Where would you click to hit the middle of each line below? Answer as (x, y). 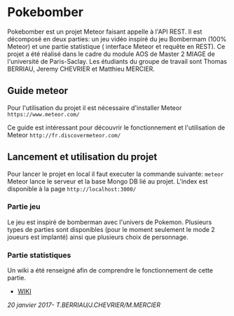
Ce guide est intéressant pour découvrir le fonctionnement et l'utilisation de (116, 128)
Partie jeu (24, 207)
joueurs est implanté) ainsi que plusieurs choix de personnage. (98, 237)
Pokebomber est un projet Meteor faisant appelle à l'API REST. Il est (105, 32)
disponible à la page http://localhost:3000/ (72, 188)
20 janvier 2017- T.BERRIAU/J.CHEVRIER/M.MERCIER (84, 305)
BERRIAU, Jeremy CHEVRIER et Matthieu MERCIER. (81, 69)
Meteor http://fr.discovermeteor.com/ (64, 135)
